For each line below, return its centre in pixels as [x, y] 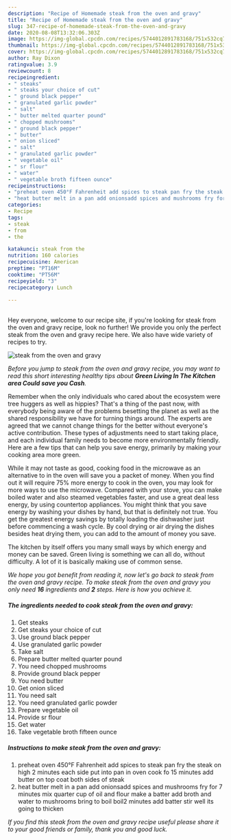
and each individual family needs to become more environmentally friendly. [114, 441]
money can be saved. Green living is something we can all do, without [106, 555]
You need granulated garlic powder [68, 703]
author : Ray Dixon [34, 58]
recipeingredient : [34, 77]
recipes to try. [27, 342]
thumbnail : [23, 45]
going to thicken [40, 809]
